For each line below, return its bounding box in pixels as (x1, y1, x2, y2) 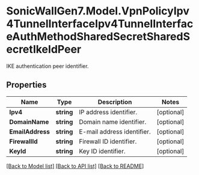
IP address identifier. (79, 108, 138, 116)
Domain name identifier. (79, 117, 147, 126)
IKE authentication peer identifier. (6, 62, 89, 70)
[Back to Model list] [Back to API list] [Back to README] (6, 162, 144, 170)
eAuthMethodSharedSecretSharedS (6, 30, 191, 43)
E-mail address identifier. (79, 127, 152, 136)
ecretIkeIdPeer (6, 43, 82, 57)
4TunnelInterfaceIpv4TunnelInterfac (6, 17, 194, 31)
